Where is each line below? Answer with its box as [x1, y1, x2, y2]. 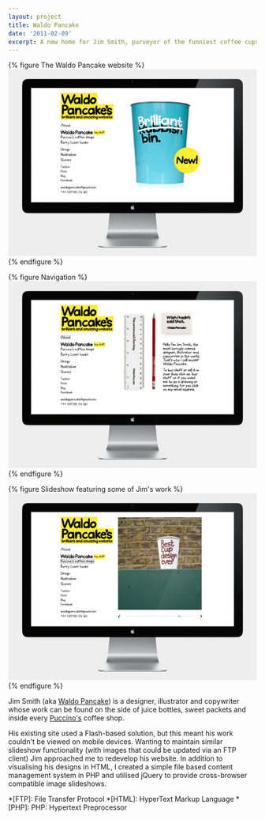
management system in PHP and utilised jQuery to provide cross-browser [8, 771, 248, 780]
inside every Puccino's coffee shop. [8, 713, 125, 723]
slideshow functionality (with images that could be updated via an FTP [8, 746, 237, 755]
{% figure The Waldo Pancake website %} [8, 60, 145, 70]
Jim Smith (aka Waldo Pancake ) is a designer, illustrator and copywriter [8, 697, 240, 706]
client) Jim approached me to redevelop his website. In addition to [8, 754, 223, 763]
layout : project [8, 13, 62, 21]
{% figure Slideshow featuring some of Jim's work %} [8, 485, 184, 494]
